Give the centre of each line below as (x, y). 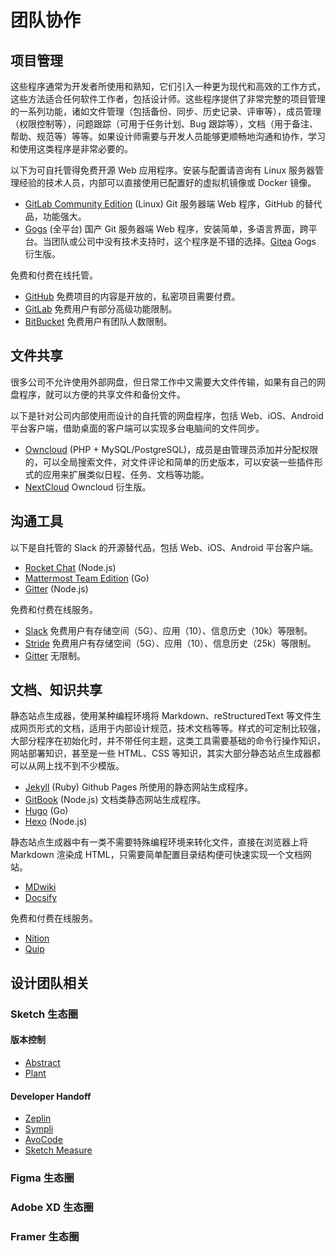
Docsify (41, 898)
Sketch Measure (58, 1150)
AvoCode (43, 1140)
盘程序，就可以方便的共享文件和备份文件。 (98, 394)
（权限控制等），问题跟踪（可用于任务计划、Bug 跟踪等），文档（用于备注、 (164, 124)
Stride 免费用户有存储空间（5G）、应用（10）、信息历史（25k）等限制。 (170, 643)
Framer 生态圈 (45, 1236)
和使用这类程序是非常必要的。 (71, 149)
